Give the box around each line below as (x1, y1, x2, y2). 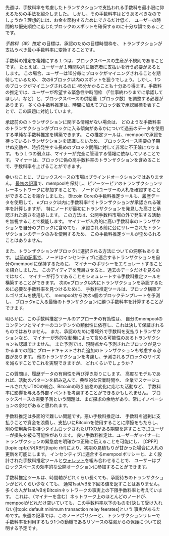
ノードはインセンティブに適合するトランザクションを (45, 255, 156, 260)
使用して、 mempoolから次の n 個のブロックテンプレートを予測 (31, 293, 160, 298)
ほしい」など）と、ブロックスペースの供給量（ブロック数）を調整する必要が (5, 96, 164, 101)
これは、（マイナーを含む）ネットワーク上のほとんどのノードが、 (15, 493, 150, 500)
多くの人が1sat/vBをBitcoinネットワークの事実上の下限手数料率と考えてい (5, 487, 158, 493)
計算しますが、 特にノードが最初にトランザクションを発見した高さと (14, 205, 157, 212)
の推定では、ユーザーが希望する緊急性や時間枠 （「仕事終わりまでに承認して (5, 89, 163, 95)
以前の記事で (15, 255, 41, 260)
